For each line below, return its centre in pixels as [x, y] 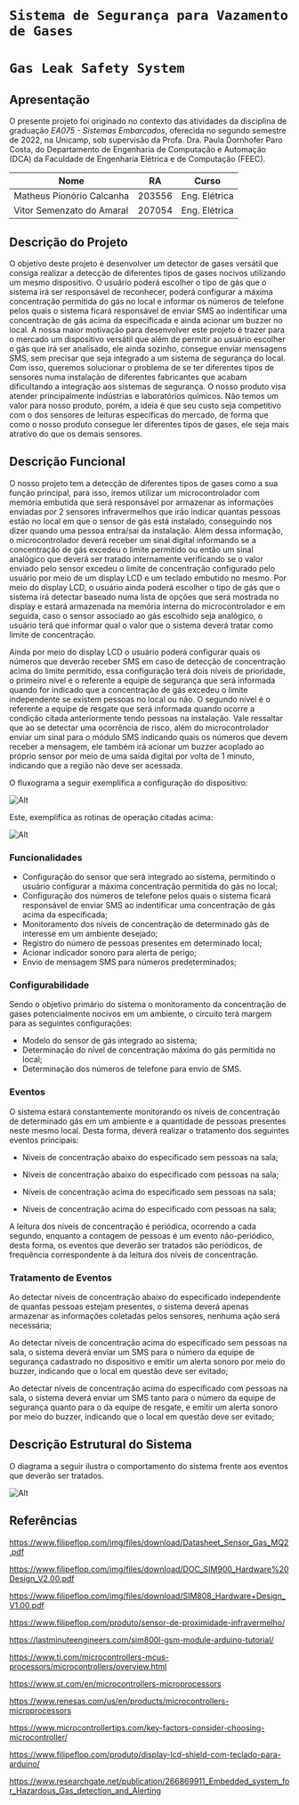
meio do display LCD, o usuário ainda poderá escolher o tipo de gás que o [145, 587]
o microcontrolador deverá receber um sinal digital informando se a [133, 540]
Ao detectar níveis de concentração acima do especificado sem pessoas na [148, 1342]
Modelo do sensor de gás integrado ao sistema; [109, 1041]
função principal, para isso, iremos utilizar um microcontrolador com [134, 492]
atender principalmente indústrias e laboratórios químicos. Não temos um [144, 396]
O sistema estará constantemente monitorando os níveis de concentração [145, 1111]
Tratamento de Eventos [61, 1278]
